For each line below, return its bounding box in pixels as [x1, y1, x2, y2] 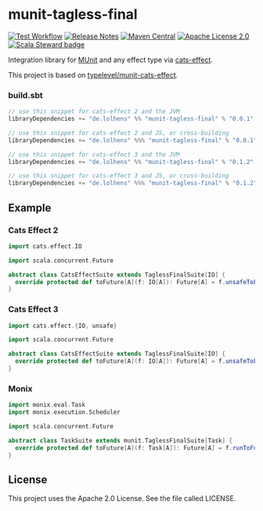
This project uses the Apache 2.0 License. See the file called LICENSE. [8, 494, 236, 503]
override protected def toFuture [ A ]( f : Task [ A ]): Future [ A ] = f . [15, 443, 233, 452]
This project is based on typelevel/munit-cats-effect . [8, 70, 178, 79]
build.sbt [8, 89, 43, 100]
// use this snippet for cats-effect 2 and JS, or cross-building [8, 129, 229, 137]
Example [8, 201, 52, 214]
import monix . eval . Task [8, 401, 86, 409]
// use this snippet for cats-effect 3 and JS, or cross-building [8, 172, 229, 180]
